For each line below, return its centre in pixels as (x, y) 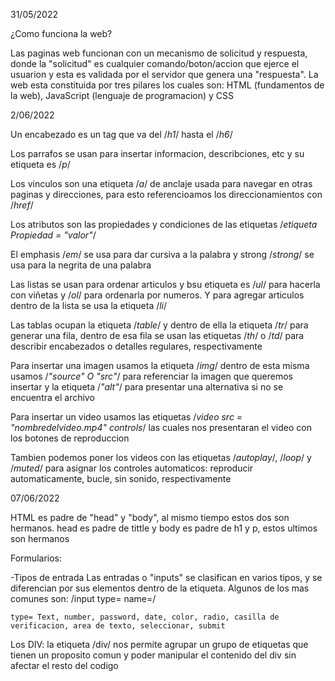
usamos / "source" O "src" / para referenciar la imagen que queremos (151, 376)
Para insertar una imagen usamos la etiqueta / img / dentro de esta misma (160, 365)
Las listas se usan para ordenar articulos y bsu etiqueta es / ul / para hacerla (165, 284)
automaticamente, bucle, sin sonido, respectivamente (121, 478)
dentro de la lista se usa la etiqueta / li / (89, 305)
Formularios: (36, 558)
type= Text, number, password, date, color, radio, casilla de (145, 617)
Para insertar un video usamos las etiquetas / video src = (126, 417)
